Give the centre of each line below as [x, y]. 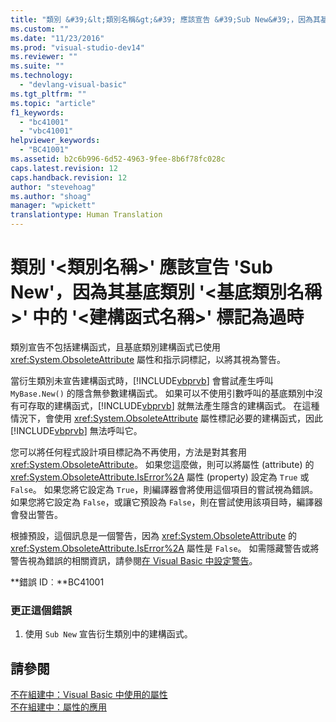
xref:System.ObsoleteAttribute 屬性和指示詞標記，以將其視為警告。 [148, 359]
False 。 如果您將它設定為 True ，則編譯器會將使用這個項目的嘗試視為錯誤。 [164, 489]
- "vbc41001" [46, 131]
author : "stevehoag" [53, 187]
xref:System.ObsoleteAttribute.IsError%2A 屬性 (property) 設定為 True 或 [160, 477]
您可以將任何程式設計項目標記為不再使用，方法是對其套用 [128, 452]
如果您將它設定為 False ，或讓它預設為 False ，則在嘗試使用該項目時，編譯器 [166, 502]
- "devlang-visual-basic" [73, 85]
